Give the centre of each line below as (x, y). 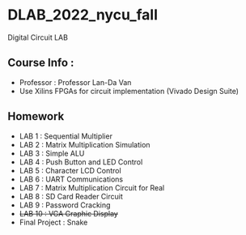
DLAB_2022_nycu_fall (83, 15)
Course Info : (41, 63)
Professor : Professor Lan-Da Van (75, 82)
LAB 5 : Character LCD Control (70, 170)
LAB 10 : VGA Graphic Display (68, 213)
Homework (36, 116)
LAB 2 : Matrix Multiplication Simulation (85, 144)
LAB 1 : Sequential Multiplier (66, 136)
